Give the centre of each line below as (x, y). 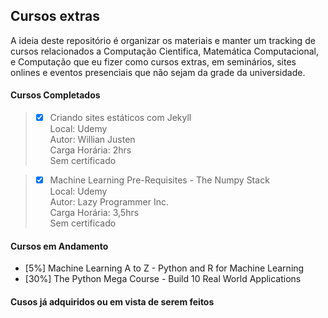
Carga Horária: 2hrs (90, 150)
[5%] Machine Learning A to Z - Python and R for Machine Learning (164, 268)
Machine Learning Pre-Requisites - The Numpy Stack (159, 180)
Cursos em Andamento (59, 246)
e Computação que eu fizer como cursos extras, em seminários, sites (153, 61)
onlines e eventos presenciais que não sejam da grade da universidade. (158, 72)
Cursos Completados (55, 95)
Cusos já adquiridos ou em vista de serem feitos (112, 301)
